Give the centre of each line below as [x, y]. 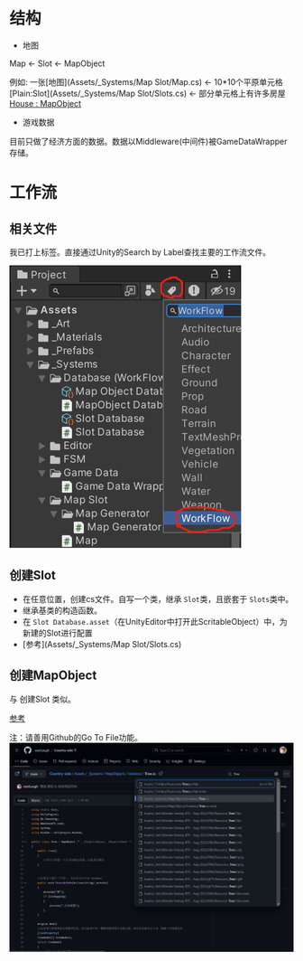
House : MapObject [46, 103]
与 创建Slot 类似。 [43, 699]
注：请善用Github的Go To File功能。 [76, 737]
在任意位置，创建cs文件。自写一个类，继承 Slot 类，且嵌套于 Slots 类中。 [158, 598]
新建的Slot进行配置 [57, 633]
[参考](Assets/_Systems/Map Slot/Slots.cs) [102, 644]
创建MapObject [53, 676]
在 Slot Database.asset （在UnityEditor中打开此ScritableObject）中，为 [155, 621]
